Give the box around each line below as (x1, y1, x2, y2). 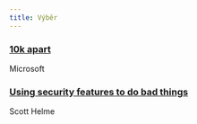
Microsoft (9, 63, 45, 74)
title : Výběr (9, 13, 58, 22)
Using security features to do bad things (9, 85, 189, 98)
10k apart (9, 42, 51, 55)
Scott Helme (9, 106, 56, 117)
